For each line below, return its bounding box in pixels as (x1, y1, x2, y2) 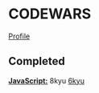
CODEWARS (8, 5, 92, 23)
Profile (8, 31, 31, 41)
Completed (8, 55, 66, 68)
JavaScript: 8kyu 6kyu (8, 75, 85, 85)
